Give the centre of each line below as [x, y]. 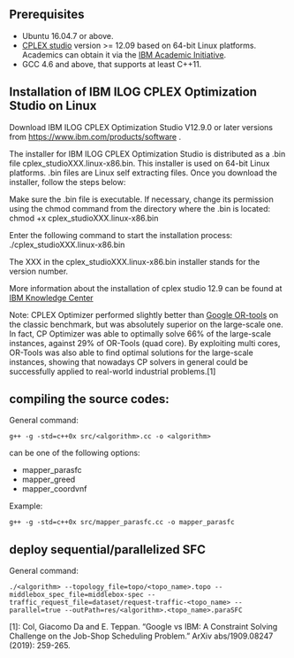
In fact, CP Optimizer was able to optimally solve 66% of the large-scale [140, 333]
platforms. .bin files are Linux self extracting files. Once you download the [143, 173]
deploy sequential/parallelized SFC [107, 550]
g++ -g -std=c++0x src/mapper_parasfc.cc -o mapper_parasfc [122, 523]
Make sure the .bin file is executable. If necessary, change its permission [141, 199]
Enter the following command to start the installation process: [121, 235]
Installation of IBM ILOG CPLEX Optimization [133, 92]
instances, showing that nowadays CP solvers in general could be [129, 361]
